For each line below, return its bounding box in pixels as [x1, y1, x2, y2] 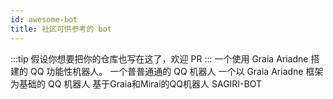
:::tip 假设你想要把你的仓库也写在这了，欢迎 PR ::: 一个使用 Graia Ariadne [10, 52, 309, 65]
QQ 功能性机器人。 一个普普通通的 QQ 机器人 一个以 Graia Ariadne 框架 [29, 65, 324, 77]
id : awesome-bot [10, 14, 78, 25]
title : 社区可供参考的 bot [10, 24, 112, 34]
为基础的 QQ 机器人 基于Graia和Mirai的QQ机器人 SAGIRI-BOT [10, 77, 263, 90]
